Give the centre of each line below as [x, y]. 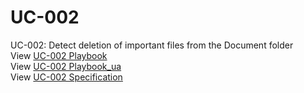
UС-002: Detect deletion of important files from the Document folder [152, 45]
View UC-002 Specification [66, 77]
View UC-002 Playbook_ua [66, 66]
